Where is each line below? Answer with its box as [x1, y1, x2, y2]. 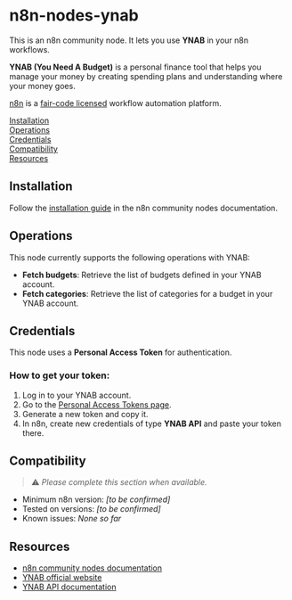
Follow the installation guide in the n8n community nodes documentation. [9, 202, 279, 213]
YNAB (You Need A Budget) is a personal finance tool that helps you [9, 62, 262, 72]
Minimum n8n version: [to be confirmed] [21, 494, 171, 505]
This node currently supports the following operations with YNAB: [9, 251, 251, 263]
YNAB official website [21, 572, 102, 583]
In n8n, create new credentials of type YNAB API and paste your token [21, 418, 282, 429]
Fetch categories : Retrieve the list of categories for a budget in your [21, 288, 273, 299]
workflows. [9, 44, 51, 54]
